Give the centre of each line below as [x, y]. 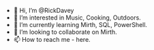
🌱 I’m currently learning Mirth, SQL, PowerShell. [80, 25]
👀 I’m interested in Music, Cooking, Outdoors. [77, 18]
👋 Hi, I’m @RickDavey [44, 10]
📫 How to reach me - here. [52, 40]
